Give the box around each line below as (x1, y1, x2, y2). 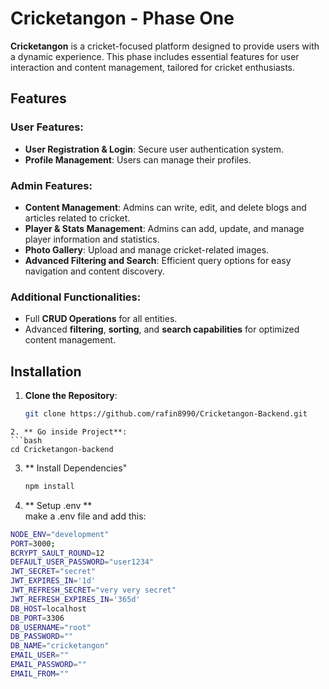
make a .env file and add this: (24, 510, 147, 522)
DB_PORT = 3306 (10, 613, 65, 623)
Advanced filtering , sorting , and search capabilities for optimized (24, 323, 300, 336)
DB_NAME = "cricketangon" (10, 641, 110, 651)
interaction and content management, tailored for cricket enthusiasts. (10, 61, 296, 73)
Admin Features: (10, 178, 93, 192)
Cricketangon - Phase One (10, 7, 235, 30)
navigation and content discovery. (24, 265, 165, 277)
